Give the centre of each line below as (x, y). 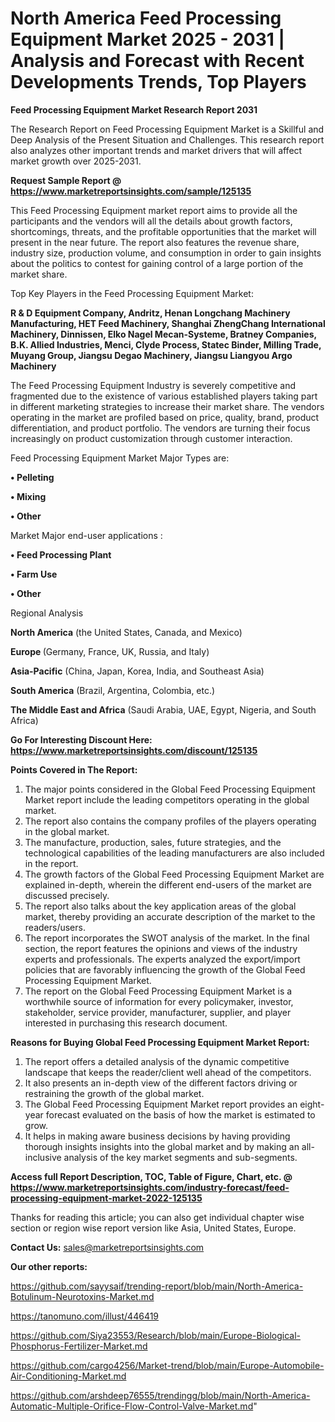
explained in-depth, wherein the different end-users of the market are (168, 884)
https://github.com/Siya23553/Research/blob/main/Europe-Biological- (155, 1335)
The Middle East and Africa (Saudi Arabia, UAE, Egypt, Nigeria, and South (163, 709)
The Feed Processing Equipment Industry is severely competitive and (153, 385)
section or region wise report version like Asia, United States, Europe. (153, 1228)
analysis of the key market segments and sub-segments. (180, 1157)
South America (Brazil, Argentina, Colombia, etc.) (113, 690)
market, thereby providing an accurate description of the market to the (170, 916)
